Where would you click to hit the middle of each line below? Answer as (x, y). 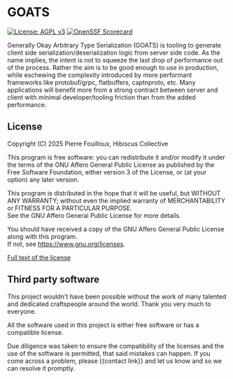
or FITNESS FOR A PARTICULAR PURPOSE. (70, 208)
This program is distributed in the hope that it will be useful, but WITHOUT (114, 193)
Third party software (54, 280)
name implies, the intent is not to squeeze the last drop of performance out (115, 60)
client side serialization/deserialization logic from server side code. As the (114, 53)
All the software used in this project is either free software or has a (103, 325)
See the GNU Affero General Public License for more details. (94, 215)
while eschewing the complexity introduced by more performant (100, 75)
